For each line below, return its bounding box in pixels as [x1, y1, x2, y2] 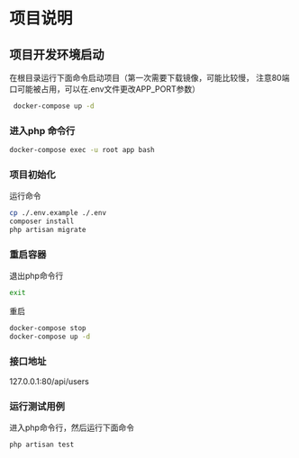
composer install [9, 217, 75, 226]
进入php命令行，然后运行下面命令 [9, 422, 135, 433]
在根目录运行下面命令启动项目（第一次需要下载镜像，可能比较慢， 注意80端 [9, 73, 290, 83]
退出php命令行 [9, 271, 64, 282]
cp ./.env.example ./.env [9, 209, 106, 218]
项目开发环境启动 [9, 47, 104, 62]
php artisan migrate [9, 226, 87, 235]
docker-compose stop [9, 324, 87, 333]
